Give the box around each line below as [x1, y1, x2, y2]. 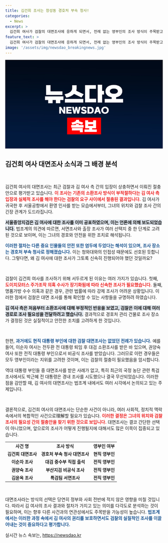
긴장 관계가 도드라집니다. [5, 209, 53, 215]
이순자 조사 [11, 459, 33, 465]
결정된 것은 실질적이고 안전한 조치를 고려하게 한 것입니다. [10, 317, 121, 323]
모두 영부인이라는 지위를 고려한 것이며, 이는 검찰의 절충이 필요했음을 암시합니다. [5, 356, 160, 363]
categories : [5, 13, 30, 19]
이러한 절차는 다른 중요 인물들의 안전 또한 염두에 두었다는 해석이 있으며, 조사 [5, 243, 151, 249]
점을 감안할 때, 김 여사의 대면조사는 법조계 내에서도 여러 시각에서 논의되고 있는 [5, 380, 157, 386]
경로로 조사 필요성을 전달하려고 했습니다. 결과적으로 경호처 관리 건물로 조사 [5, 311, 150, 317]
